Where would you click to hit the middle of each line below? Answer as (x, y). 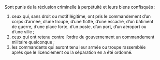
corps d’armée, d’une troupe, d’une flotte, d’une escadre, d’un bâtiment (82, 22)
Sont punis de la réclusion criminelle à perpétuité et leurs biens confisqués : (80, 7)
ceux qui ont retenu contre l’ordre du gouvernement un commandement (83, 37)
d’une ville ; (23, 32)
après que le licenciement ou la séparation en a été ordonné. (72, 52)
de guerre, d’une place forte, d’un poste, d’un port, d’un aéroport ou (79, 27)
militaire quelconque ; (33, 42)
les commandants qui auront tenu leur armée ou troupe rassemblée (79, 47)
